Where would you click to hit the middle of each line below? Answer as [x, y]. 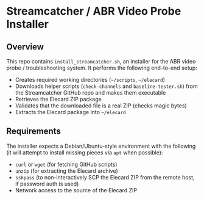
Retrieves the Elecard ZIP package [58, 99]
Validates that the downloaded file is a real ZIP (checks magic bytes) [101, 106]
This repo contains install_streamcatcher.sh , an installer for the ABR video [101, 61]
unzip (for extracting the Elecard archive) [66, 171]
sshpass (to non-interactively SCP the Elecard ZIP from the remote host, [105, 177]
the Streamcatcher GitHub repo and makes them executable [90, 92]
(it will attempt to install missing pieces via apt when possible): [85, 152]
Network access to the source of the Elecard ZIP [76, 190]
